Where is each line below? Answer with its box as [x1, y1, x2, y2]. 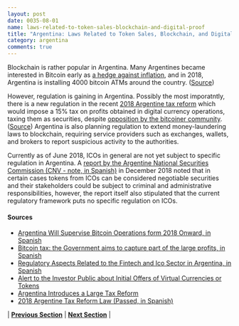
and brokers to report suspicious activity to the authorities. [7, 137, 179, 146]
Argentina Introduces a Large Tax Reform [17, 289, 139, 298]
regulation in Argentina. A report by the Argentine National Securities [7, 159, 209, 167]
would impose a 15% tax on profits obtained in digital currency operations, [7, 107, 225, 115]
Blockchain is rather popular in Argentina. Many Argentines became [7, 63, 206, 71]
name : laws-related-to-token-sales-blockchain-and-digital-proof [7, 23, 205, 31]
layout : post [7, 10, 46, 18]
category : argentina [7, 37, 69, 44]
